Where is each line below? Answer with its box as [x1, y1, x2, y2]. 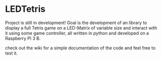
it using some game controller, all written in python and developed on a [5, 30, 149, 36]
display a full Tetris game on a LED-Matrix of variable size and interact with [5, 25, 158, 30]
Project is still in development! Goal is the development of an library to [5, 20, 147, 26]
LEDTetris [5, 3, 46, 15]
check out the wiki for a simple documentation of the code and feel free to [5, 45, 156, 51]
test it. [5, 50, 18, 56]
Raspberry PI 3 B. [5, 35, 41, 41]
